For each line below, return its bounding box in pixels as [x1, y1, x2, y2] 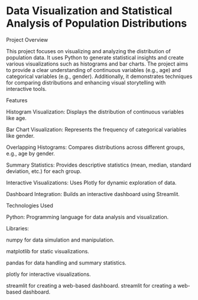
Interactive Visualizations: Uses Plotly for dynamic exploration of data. [6, 179, 177, 186]
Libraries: [6, 224, 30, 231]
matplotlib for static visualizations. [6, 247, 90, 255]
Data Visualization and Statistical [6, 4, 173, 18]
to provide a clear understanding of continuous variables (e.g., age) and [6, 66, 181, 73]
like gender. [6, 132, 35, 139]
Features [6, 96, 28, 104]
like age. [6, 114, 27, 122]
